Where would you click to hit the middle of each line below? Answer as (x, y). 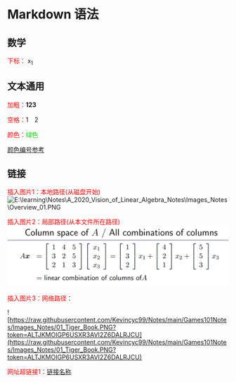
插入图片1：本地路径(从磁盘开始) (54, 192)
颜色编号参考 (26, 149)
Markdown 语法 (53, 14)
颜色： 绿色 (23, 134)
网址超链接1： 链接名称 (39, 372)
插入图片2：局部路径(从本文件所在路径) (64, 222)
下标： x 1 (20, 62)
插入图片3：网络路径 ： (40, 298)
